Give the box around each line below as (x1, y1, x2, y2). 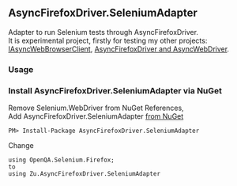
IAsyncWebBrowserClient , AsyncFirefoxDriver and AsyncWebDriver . (8, 44, 230, 54)
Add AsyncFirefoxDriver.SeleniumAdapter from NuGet (8, 112, 184, 121)
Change (8, 141, 34, 150)
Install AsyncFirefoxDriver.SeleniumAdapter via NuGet (8, 85, 223, 96)
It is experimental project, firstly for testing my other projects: (8, 36, 208, 45)
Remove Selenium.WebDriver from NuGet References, (8, 103, 184, 113)
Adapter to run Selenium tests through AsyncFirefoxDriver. (8, 27, 199, 36)
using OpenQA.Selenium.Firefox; (8, 156, 115, 165)
